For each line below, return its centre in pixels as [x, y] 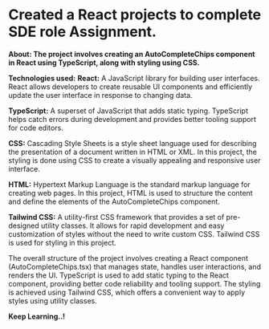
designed [24, 225]
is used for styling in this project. [62, 242]
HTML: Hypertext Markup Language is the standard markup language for [129, 184]
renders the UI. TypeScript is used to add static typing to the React [118, 275]
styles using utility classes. [53, 301]
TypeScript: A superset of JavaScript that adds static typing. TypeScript [128, 111]
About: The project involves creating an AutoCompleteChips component [132, 54]
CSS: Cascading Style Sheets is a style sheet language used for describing [132, 143]
